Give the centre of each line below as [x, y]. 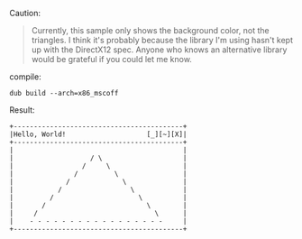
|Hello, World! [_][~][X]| [98, 134]
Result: [22, 110]
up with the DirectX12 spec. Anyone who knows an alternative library [159, 50]
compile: [26, 77]
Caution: [25, 13]
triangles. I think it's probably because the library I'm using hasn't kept [162, 40]
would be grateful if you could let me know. [111, 59]
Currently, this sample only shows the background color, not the [150, 30]
